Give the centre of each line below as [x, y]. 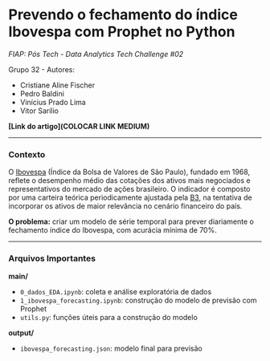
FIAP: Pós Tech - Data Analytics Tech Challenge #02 [96, 54]
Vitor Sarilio [39, 111]
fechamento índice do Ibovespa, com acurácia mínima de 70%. [112, 230]
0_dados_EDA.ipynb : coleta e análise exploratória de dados [116, 291]
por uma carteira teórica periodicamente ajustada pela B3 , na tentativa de [130, 197]
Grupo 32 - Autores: [41, 69]
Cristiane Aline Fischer [57, 85]
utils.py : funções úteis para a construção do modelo [109, 317]
